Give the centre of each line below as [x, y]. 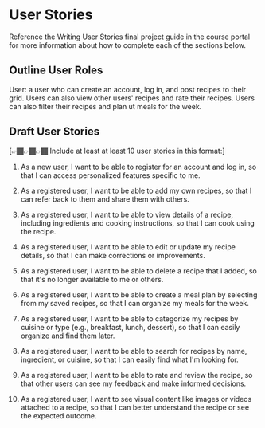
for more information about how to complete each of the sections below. [127, 45]
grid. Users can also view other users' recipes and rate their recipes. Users [132, 98]
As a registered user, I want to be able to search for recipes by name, [134, 351]
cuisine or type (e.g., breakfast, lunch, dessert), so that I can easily [130, 327]
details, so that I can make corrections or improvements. [113, 255]
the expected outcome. [59, 415]
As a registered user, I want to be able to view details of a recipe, [127, 214]
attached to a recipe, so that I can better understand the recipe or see [135, 407]
